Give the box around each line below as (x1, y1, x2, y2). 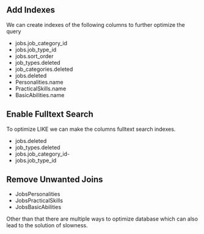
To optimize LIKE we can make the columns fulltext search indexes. (6, 125, 176, 133)
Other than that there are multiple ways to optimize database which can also (6, 215, 199, 222)
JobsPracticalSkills (15, 197, 63, 204)
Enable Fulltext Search (6, 109, 93, 120)
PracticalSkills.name (15, 85, 67, 92)
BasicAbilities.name (15, 91, 65, 98)
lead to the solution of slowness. (6, 222, 88, 229)
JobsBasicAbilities (15, 203, 62, 211)
